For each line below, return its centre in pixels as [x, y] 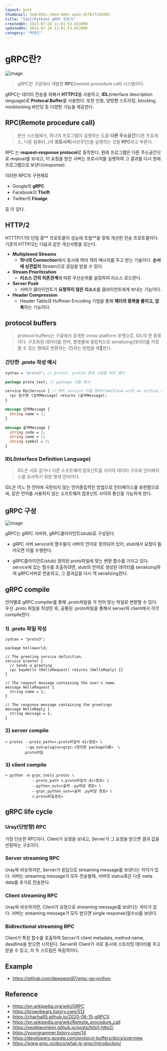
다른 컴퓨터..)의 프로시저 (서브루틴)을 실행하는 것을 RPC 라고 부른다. [88, 142]
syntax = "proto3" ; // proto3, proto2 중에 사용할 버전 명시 [65, 373]
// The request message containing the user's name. [61, 683]
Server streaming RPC [33, 858]
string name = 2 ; [28, 437]
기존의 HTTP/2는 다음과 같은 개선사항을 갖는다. [51, 244]
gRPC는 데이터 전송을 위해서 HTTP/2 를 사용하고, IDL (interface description [79, 94]
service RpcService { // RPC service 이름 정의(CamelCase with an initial [82, 391]
